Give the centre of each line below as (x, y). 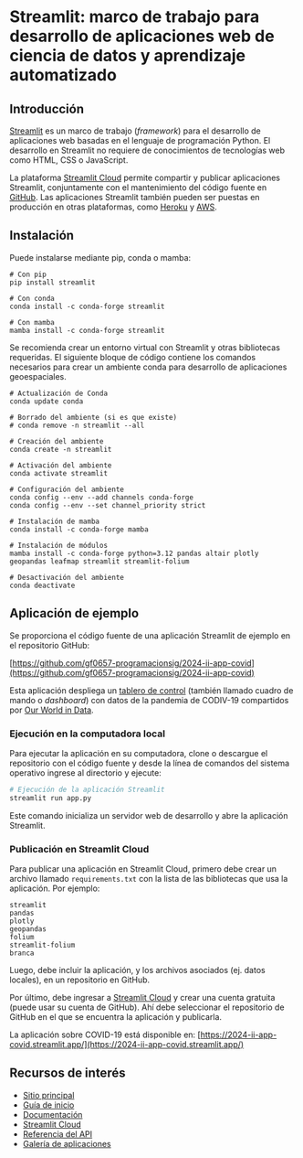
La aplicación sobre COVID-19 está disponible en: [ (105, 1035)
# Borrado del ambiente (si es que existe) (94, 417)
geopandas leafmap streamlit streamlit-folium (99, 561)
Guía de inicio (48, 1105)
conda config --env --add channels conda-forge (102, 497)
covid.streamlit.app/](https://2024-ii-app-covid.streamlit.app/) (127, 1044)
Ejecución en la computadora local (88, 734)
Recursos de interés (68, 1073)
